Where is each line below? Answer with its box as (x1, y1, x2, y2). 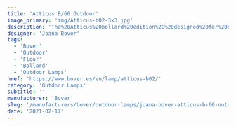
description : (7, 23, 46, 30)
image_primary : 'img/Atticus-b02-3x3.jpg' (7, 17, 133, 24)
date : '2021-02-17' (7, 108, 65, 115)
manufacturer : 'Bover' (7, 95, 74, 102)
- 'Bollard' (13, 62, 49, 69)
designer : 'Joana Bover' (7, 29, 80, 37)
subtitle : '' (7, 88, 46, 95)
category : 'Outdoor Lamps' (7, 82, 86, 89)
